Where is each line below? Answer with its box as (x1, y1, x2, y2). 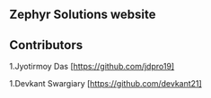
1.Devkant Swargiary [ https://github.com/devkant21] (9, 78, 202, 89)
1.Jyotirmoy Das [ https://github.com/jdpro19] (9, 61, 175, 72)
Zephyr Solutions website (9, 7, 156, 22)
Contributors (9, 37, 84, 53)
